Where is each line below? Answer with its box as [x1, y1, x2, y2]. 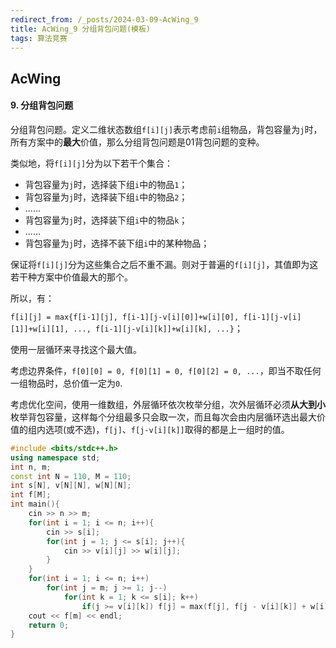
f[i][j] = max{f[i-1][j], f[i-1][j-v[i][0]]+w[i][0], [10, 312, 240, 322]
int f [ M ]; [10, 490, 52, 500]
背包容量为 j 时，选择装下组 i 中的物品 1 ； [24, 178, 188, 190]
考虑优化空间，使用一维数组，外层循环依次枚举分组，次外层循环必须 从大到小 [10, 398, 326, 410]
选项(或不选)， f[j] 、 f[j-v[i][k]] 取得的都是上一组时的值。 [44, 423, 290, 435]
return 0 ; [28, 620, 70, 630]
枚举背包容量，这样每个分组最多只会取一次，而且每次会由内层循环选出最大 [10, 411, 317, 423]
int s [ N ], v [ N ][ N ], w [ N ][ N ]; [10, 481, 132, 491]
